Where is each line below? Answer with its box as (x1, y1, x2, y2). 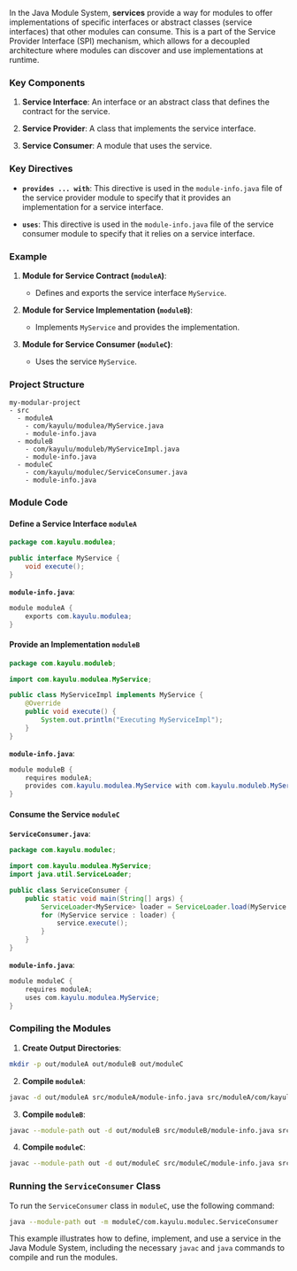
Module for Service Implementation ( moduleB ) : (21, 305, 193, 315)
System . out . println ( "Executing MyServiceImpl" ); (41, 716, 224, 725)
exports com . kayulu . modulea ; (25, 611, 133, 621)
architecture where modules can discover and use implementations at (9, 45, 263, 56)
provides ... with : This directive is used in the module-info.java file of (21, 182, 283, 193)
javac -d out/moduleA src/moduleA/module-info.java (9, 1093, 203, 1102)
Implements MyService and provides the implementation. (34, 322, 240, 332)
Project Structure (9, 378, 85, 391)
